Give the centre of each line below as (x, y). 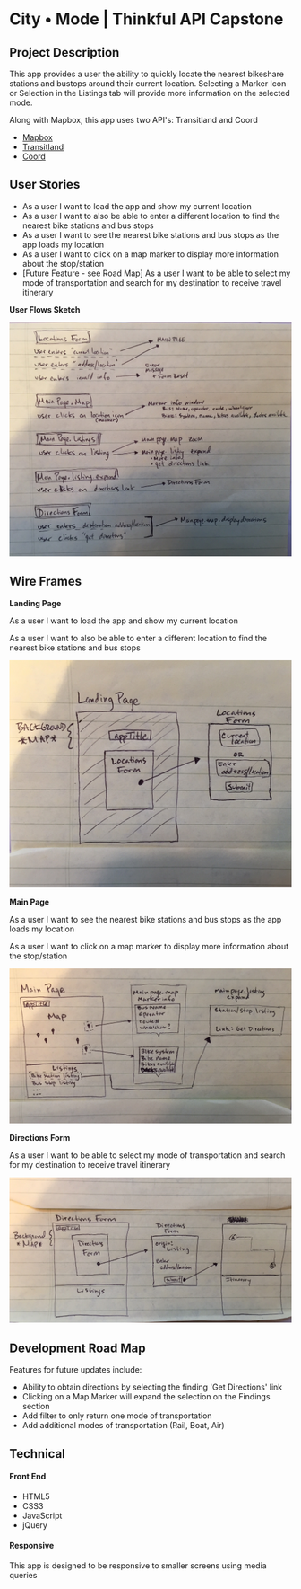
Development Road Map (77, 1348)
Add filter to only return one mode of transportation (117, 1416)
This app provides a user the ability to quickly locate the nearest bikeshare (147, 74)
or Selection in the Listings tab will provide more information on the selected (150, 93)
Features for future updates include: (76, 1370)
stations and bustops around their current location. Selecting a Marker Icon (148, 84)
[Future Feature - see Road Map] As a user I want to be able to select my (156, 273)
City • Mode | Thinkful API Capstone (146, 19)
